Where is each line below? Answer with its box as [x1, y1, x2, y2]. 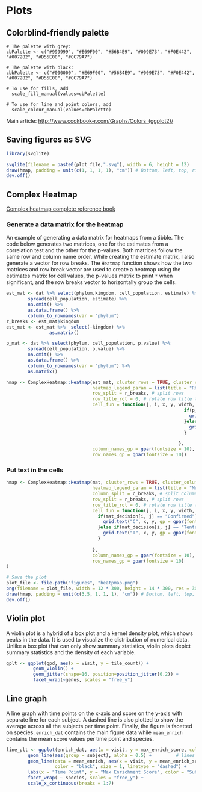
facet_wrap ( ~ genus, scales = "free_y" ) [32, 677, 133, 683]
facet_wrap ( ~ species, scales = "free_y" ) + [28, 775, 144, 781]
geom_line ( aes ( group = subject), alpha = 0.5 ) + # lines [28, 752, 195, 758]
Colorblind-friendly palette [6, 28, 109, 38]
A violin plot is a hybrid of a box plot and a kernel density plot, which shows [6, 630, 194, 637]
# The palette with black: [6, 64, 74, 70]
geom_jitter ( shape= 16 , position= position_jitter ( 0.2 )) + [32, 672, 179, 678]
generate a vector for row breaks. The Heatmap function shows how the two [6, 259, 192, 267]
